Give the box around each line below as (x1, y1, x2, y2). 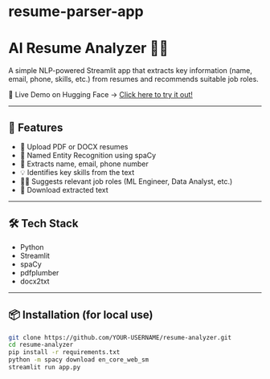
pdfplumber (19, 267, 59, 277)
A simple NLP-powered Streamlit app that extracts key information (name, (8, 66, 253, 75)
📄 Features (8, 120, 63, 134)
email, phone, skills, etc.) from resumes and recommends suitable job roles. (8, 75, 259, 84)
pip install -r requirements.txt (8, 348, 121, 357)
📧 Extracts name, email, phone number (19, 159, 149, 169)
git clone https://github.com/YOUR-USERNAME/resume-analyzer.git (8, 333, 231, 341)
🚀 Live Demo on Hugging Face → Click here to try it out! (8, 90, 193, 100)
